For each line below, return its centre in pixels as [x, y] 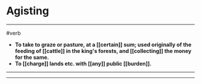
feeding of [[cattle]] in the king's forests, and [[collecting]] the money [103, 51]
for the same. [32, 57]
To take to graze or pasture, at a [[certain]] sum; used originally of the [103, 44]
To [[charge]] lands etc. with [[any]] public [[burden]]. [83, 63]
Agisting [28, 11]
